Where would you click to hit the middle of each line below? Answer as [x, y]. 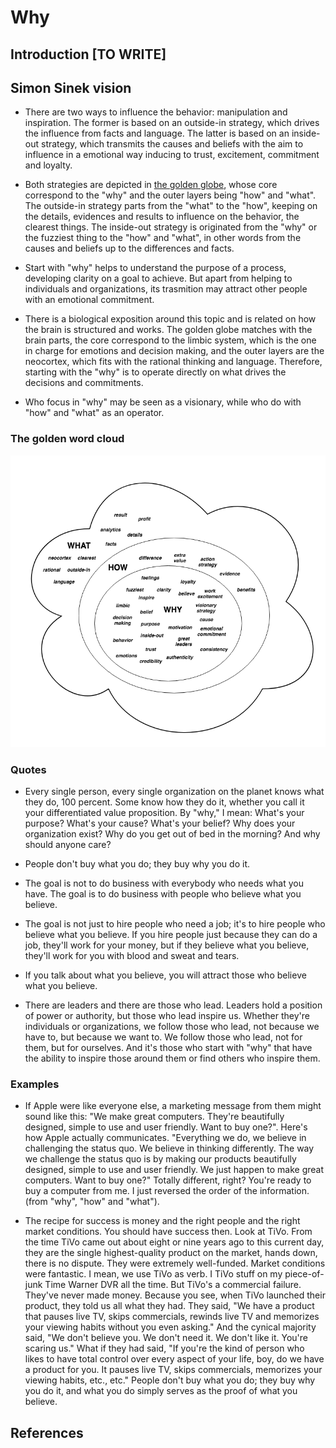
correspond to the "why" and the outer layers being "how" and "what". [170, 195]
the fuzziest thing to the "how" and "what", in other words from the [163, 238]
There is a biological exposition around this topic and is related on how [170, 319]
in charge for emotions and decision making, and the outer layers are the [174, 351]
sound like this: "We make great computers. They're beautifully [154, 1117]
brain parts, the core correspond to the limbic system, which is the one [170, 340]
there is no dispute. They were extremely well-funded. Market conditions [175, 1263]
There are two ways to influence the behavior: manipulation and [156, 112]
